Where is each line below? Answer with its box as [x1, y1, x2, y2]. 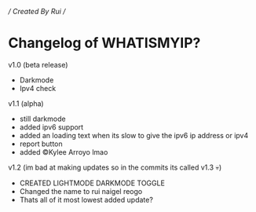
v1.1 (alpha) [8, 98, 45, 108]
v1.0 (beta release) [8, 60, 68, 69]
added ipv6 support [19, 122, 84, 132]
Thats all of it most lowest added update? [19, 195, 153, 204]
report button [19, 139, 63, 148]
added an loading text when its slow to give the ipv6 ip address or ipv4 [19, 130, 249, 140]
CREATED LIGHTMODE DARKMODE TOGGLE [19, 178, 165, 188]
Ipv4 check [19, 83, 57, 93]
